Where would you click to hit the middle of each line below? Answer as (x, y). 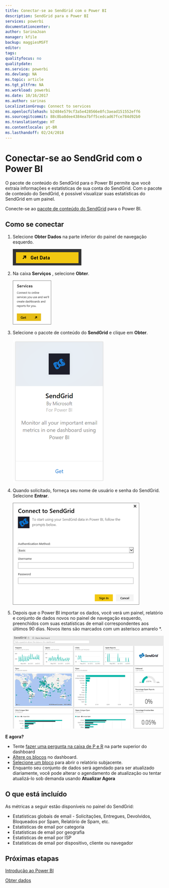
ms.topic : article (24, 80)
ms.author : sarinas (26, 101)
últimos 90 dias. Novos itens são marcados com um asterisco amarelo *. (87, 628)
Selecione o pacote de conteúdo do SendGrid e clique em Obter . (80, 333)
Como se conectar (35, 225)
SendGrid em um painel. (30, 199)
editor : (13, 48)
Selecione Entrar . (31, 496)
